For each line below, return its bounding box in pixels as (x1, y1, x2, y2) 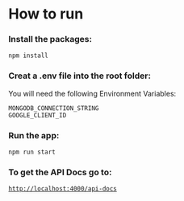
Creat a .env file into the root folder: (8, 70, 152, 81)
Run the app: (8, 129, 60, 141)
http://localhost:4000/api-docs (8, 185, 117, 193)
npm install (8, 51, 48, 60)
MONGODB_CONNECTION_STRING (8, 104, 99, 113)
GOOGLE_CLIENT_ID (8, 111, 67, 119)
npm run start (8, 148, 56, 157)
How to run (8, 5, 84, 23)
